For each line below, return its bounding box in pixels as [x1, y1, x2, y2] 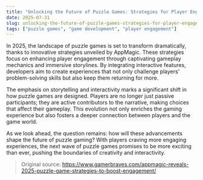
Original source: [21, 161, 62, 168]
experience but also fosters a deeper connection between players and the [6, 112, 190, 119]
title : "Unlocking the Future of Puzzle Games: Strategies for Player [6, 8, 188, 15]
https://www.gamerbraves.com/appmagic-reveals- [62, 161, 189, 168]
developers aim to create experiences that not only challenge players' [6, 68, 180, 76]
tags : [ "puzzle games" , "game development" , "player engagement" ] [6, 25, 177, 32]
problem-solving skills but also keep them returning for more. [6, 74, 159, 82]
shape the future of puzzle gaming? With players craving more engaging [6, 137, 187, 144]
